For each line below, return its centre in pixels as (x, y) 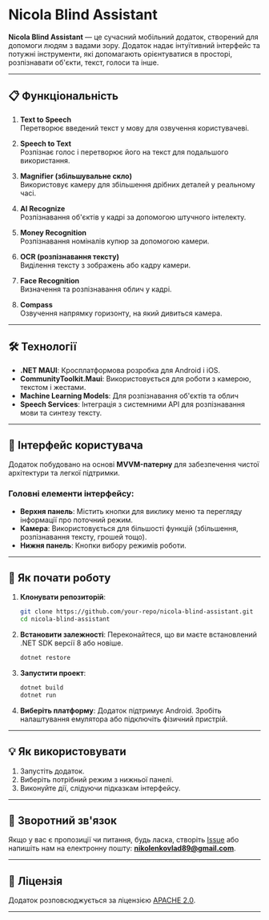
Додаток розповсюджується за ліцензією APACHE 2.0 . (102, 900)
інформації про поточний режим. (76, 520)
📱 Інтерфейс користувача (76, 445)
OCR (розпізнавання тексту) (70, 256)
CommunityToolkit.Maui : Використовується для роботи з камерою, (135, 379)
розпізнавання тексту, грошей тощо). (83, 536)
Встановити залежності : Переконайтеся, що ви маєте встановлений (139, 635)
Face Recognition (50, 280)
